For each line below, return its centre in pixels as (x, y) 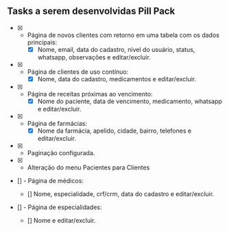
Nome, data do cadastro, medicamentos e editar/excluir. (117, 79)
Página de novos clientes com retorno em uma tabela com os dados (123, 35)
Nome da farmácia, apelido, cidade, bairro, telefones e (114, 131)
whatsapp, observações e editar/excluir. (94, 57)
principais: (42, 42)
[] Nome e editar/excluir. (61, 221)
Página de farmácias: (57, 123)
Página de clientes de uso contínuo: (78, 72)
